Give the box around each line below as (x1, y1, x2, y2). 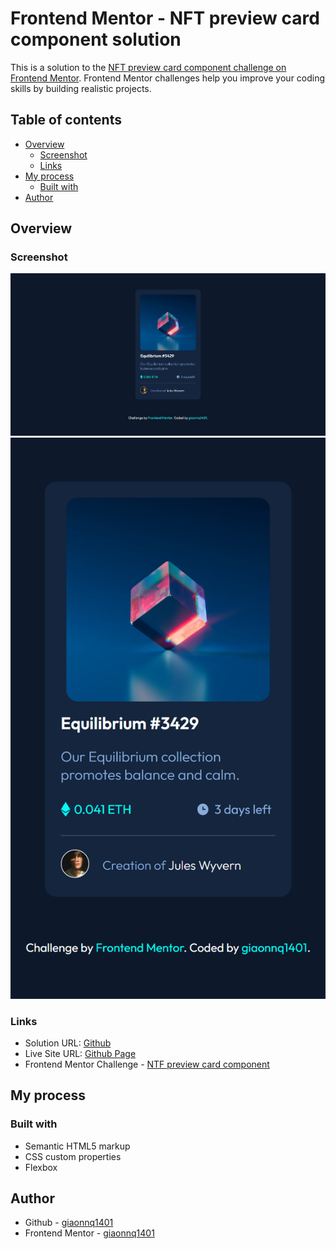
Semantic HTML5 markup (24, 1140, 131, 1152)
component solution (10, 28, 182, 51)
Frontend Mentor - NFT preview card (10, 7, 320, 30)
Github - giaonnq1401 (24, 1217, 114, 1229)
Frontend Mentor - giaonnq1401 (24, 1227, 155, 1239)
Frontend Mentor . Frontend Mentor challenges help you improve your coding (10, 72, 326, 84)
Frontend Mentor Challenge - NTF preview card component (24, 1058, 270, 1070)
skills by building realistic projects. (10, 82, 152, 94)
